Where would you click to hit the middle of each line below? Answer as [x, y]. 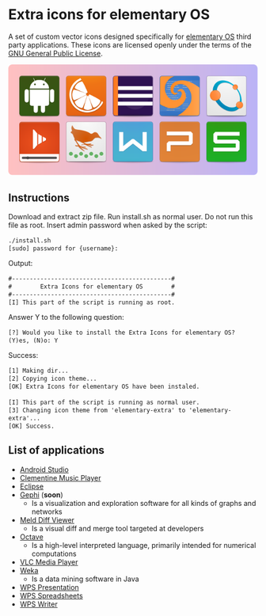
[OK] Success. [32, 426]
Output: [21, 263]
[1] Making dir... [38, 371]
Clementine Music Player [60, 477]
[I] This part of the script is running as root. [92, 302]
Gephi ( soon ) [41, 494]
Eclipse [32, 486]
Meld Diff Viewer [47, 519]
